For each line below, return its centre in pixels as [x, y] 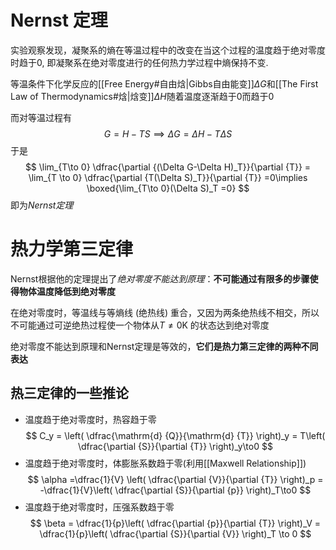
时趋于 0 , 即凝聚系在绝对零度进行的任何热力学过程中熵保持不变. [139, 62]
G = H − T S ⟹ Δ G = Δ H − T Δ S [168, 133]
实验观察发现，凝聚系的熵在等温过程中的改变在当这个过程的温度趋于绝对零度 [168, 50]
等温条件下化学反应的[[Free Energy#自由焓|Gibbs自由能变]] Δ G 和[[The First [164, 83]
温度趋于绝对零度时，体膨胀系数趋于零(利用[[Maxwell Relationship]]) [165, 463]
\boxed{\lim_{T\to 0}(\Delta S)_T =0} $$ [168, 188]
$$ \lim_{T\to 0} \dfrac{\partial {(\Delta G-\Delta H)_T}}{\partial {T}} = [168, 167]
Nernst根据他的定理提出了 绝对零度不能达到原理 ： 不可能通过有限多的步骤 [160, 278]
